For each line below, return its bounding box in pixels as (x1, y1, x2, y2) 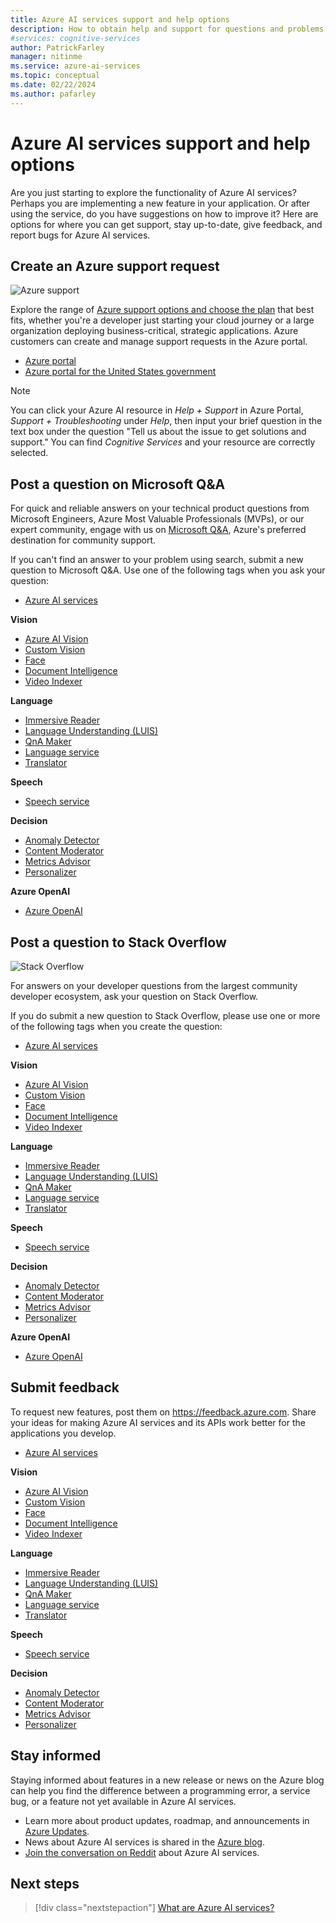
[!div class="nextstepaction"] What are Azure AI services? (34, 1902, 275, 1914)
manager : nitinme (10, 52, 83, 62)
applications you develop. (10, 1427, 117, 1439)
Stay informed (10, 1747, 102, 1765)
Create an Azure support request (10, 257, 220, 275)
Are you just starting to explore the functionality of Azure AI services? (10, 186, 297, 198)
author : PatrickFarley (10, 42, 105, 53)
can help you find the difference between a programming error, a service (10, 1784, 311, 1796)
